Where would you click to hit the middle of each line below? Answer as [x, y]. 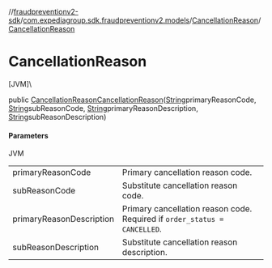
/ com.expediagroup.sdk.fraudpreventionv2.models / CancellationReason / [140, 20]
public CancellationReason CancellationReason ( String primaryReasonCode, [132, 100]
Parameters [28, 135]
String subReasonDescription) [57, 117]
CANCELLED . [142, 229]
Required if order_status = [173, 219]
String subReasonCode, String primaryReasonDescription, [103, 108]
